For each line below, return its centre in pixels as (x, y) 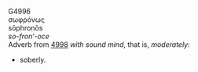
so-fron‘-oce (29, 36)
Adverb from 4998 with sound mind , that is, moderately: (99, 45)
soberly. (33, 59)
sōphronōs (26, 28)
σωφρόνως (27, 20)
